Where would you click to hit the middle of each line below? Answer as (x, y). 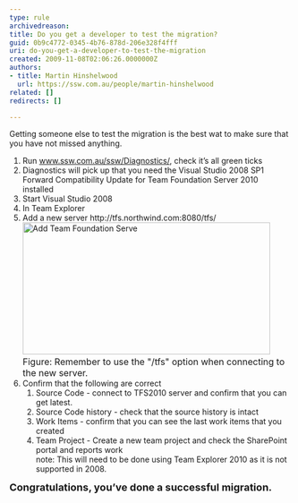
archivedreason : (39, 26)
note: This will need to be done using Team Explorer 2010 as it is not (162, 460)
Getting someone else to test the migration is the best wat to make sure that (149, 134)
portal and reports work (79, 450)
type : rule (30, 17)
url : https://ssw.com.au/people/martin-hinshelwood (116, 84)
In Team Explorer (53, 209)
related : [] (31, 92)
